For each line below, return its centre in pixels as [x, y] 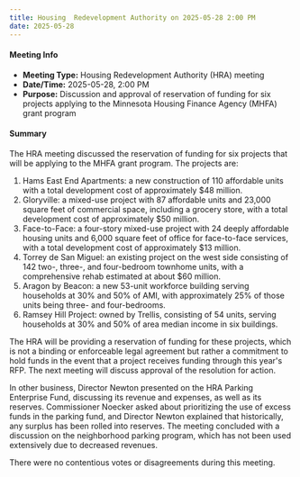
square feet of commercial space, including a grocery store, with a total [155, 209]
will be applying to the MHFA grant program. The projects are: [124, 163]
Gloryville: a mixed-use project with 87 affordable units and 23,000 [147, 200]
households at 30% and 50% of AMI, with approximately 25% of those [154, 295]
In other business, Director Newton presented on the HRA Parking [132, 387]
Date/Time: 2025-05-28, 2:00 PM [86, 84]
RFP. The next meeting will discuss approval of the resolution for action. [143, 370]
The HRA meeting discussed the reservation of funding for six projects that [149, 153]
